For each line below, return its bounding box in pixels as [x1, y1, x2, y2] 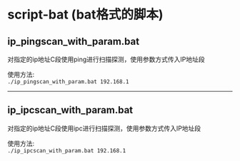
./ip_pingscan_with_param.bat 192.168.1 [7, 78, 130, 85]
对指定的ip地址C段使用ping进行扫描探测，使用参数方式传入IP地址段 [7, 55, 205, 63]
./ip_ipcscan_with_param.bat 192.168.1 [7, 147, 126, 154]
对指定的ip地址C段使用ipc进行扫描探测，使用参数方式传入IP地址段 [7, 124, 201, 133]
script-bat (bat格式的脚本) [7, 6, 164, 23]
